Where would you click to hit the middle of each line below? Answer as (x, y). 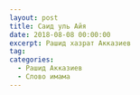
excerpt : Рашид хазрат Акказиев (70, 43)
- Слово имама (44, 77)
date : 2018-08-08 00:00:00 (60, 34)
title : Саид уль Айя (48, 26)
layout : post (34, 18)
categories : (32, 60)
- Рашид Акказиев (50, 69)
